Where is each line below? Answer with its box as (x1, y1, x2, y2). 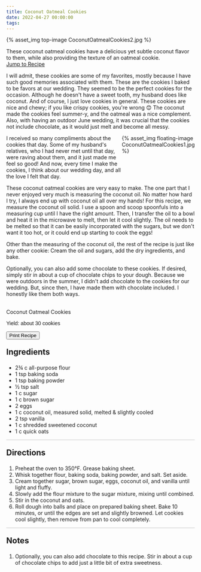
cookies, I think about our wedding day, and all (6, 167, 121, 174)
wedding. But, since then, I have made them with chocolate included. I (6, 284, 179, 291)
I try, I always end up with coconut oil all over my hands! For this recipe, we (6, 197, 191, 204)
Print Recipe (9, 332, 37, 339)
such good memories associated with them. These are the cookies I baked (6, 78, 190, 86)
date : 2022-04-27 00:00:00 (6, 14, 74, 20)
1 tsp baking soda (14, 371, 59, 378)
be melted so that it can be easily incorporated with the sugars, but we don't (6, 223, 194, 230)
